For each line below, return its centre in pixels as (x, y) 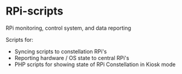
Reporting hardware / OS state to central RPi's (72, 58)
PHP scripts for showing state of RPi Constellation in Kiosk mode (95, 64)
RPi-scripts (34, 11)
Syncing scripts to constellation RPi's (60, 51)
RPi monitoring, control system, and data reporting (68, 28)
